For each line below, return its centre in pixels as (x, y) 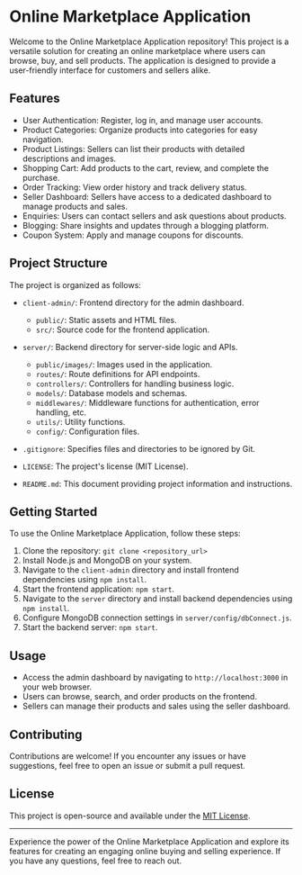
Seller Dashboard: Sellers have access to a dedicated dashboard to (147, 196)
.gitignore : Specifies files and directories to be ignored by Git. (139, 448)
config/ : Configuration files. (88, 431)
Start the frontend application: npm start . (98, 589)
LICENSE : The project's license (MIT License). (105, 466)
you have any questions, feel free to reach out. (96, 861)
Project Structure (58, 263)
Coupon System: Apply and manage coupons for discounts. (133, 235)
